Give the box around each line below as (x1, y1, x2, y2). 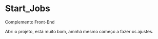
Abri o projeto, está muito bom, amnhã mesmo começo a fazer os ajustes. (5, 28, 154, 34)
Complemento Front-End (5, 19, 55, 25)
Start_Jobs (5, 3, 50, 14)
